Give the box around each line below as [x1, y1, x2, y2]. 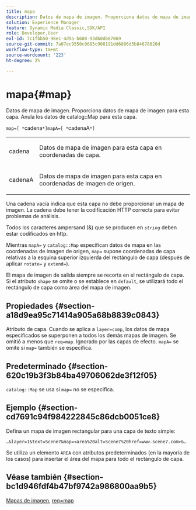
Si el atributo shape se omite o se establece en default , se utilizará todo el [6, 278, 184, 285]
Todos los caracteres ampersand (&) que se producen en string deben [6, 224, 177, 231]
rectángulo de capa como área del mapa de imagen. [6, 284, 132, 291]
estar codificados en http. [6, 230, 68, 237]
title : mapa [6, 8, 35, 15]
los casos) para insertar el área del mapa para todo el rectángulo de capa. [6, 455, 184, 462]
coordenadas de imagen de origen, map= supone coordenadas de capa [6, 248, 176, 255]
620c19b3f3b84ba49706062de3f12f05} [6, 370, 157, 380]
